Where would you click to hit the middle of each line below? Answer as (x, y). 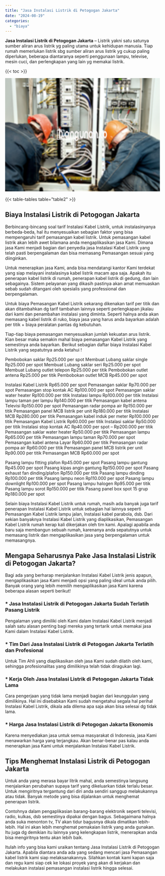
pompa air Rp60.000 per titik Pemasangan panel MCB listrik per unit (74, 447)
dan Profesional (24, 650)
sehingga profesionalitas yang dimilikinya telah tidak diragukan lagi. (73, 666)
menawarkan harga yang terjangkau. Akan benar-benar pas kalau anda (77, 740)
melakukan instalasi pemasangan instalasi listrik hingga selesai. (69, 868)
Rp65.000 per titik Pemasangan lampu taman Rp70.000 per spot (70, 437)
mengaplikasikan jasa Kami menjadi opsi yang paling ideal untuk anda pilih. (81, 581)
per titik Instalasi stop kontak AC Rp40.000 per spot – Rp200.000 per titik (79, 427)
